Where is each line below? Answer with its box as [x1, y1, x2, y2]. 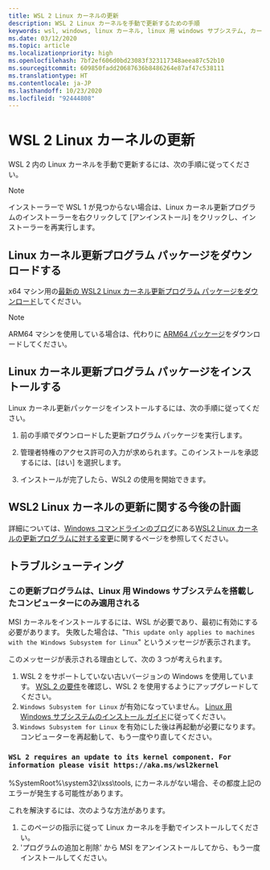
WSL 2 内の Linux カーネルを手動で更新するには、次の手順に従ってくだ [8, 159, 243, 169]
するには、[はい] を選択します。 [19, 457, 126, 467]
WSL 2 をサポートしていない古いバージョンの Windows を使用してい [19, 672, 247, 681]
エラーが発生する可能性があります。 [8, 788, 128, 797]
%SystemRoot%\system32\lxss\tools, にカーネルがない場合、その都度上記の [8, 778, 262, 788]
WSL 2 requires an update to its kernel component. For [8, 752, 231, 762]
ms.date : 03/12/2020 [8, 34, 78, 43]
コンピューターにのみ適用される [16, 597, 141, 608]
